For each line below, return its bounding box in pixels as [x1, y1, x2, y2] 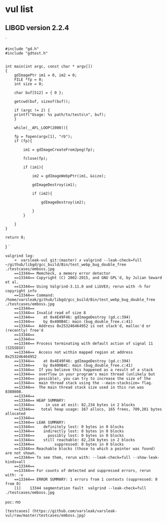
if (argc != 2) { [14, 108, 50, 113]
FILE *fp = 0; [14, 77, 43, 82]
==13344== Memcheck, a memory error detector [14, 271, 111, 276]
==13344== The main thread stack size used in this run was [14, 385, 144, 390]
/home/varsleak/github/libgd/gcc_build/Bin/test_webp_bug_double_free [5, 297, 155, 302]
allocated [5, 411, 26, 416]
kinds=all [5, 459, 26, 464]
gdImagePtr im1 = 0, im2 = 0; [14, 73, 77, 78]
